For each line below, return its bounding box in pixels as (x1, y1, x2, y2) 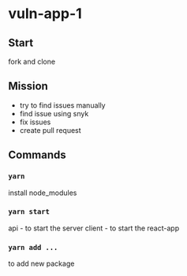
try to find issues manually (19, 100, 106, 110)
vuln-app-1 (8, 5, 83, 23)
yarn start (8, 208, 50, 216)
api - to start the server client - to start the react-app (8, 223, 180, 233)
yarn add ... (8, 243, 58, 252)
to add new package (8, 259, 75, 268)
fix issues (19, 117, 51, 127)
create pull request (19, 125, 81, 134)
